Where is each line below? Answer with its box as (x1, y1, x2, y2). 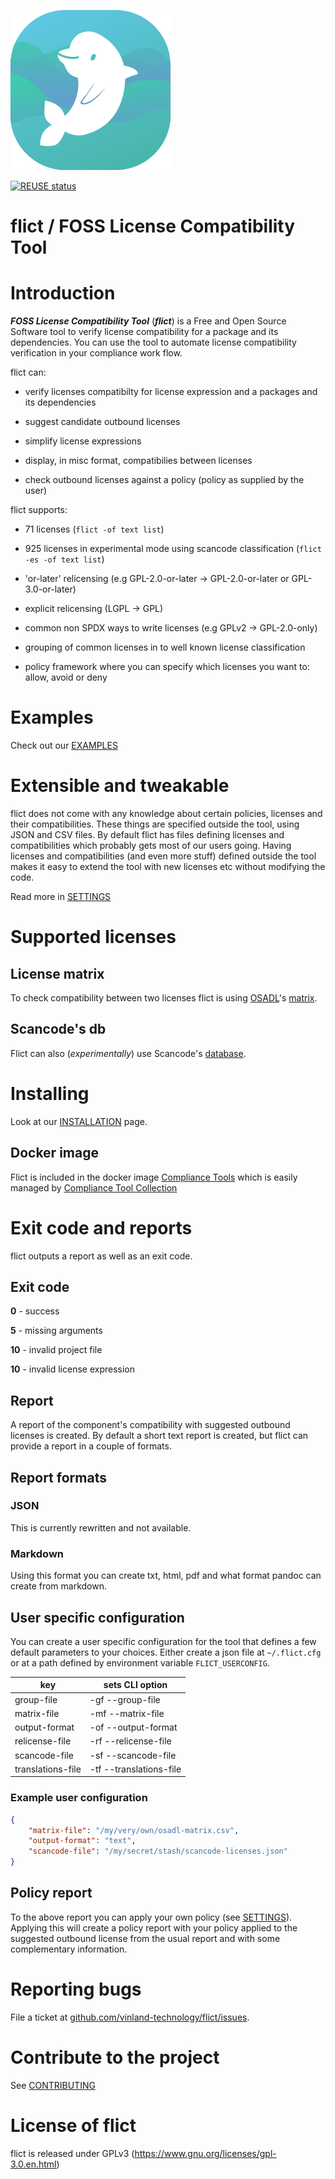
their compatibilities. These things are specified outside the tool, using (10, 818, 300, 830)
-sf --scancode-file (89, 1749, 177, 1761)
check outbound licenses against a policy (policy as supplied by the (24, 474, 305, 486)
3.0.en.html (10, 2158, 57, 2170)
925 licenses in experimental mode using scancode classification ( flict (24, 543, 322, 555)
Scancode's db (10, 1021, 107, 1038)
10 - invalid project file (10, 1344, 103, 1356)
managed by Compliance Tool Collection (10, 1181, 178, 1194)
